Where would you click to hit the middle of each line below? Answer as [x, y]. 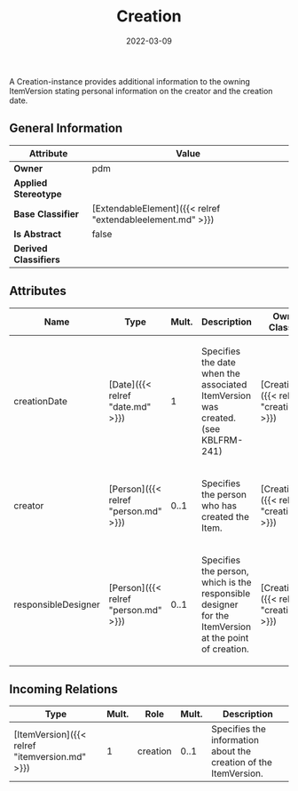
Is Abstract [38, 234]
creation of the [242, 763]
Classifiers [37, 260]
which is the [226, 582]
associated [224, 384]
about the [231, 751]
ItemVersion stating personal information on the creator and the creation [141, 91]
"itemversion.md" [50, 757]
